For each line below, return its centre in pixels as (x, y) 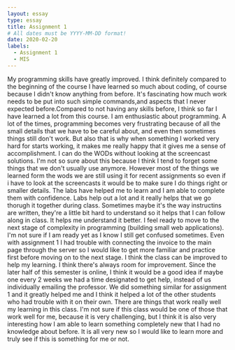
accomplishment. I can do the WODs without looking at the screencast (109, 153)
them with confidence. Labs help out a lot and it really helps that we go (109, 198)
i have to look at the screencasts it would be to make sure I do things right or (117, 183)
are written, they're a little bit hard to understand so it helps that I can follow (116, 212)
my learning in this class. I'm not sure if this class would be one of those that (117, 309)
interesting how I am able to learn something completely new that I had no (114, 324)
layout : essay (28, 14)
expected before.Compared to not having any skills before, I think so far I (112, 108)
